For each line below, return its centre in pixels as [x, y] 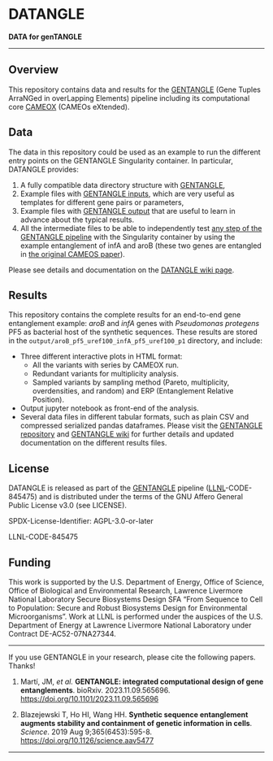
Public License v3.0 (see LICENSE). [68, 506]
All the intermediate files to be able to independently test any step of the [141, 228]
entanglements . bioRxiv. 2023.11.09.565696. [95, 690]
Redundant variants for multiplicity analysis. [105, 374]
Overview [34, 70]
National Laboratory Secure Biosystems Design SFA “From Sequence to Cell [136, 599]
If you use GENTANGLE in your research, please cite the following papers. [132, 657]
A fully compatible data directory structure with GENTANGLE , [123, 185]
